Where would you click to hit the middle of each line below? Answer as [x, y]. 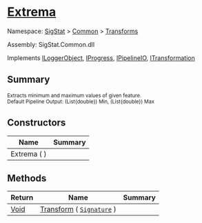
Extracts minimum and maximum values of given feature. [74, 95]
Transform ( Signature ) [78, 209]
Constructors [37, 123]
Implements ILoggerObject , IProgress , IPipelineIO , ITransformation [101, 58]
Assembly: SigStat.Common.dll [51, 44]
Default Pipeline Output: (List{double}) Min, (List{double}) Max [81, 101]
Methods [27, 178]
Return [22, 197]
